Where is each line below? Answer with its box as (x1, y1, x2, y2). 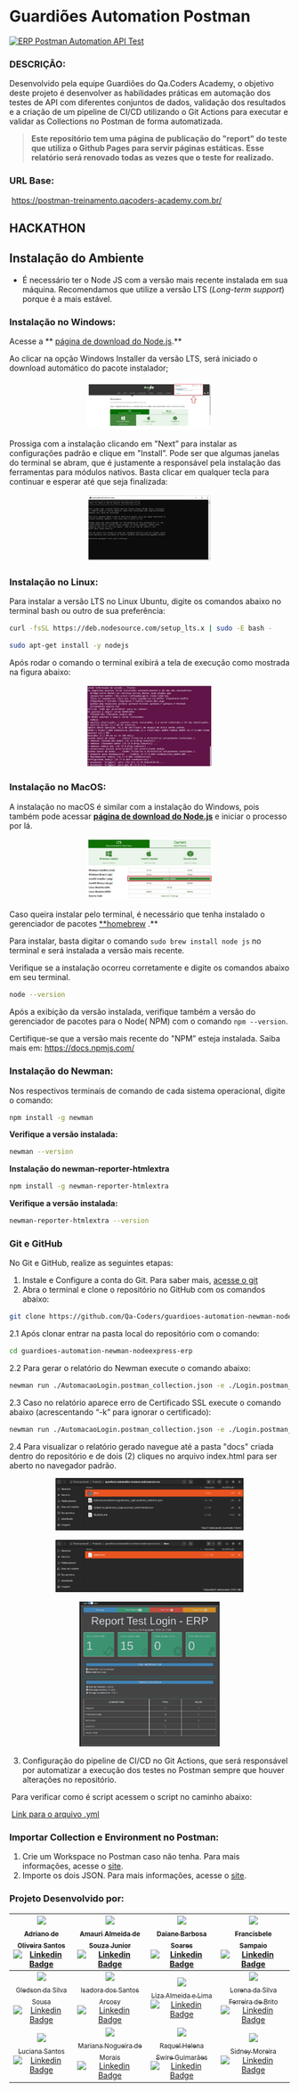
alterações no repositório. (21, 1774, 117, 1785)
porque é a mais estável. (21, 293, 113, 304)
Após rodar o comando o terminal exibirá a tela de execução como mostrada (9, 658, 290, 668)
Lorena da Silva (230, 1985, 278, 1995)
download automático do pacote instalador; (9, 363, 169, 373)
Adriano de (23, 1929, 60, 1939)
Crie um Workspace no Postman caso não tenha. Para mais (21, 1851, 240, 1862)
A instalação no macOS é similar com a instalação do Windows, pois (9, 801, 260, 812)
